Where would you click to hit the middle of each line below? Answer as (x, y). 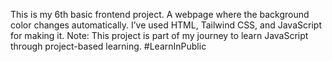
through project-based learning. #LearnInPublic (108, 46)
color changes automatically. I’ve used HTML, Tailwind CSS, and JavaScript (166, 25)
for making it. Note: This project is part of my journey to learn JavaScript (159, 35)
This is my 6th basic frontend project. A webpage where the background (160, 14)
